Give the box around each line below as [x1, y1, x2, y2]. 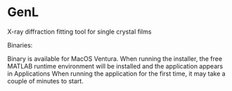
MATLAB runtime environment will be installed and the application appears [7, 62, 224, 70]
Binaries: [7, 41, 33, 49]
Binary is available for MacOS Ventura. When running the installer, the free [7, 54, 223, 63]
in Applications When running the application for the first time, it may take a [7, 69, 226, 78]
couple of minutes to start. [7, 76, 84, 85]
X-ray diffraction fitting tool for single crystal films [7, 27, 152, 36]
